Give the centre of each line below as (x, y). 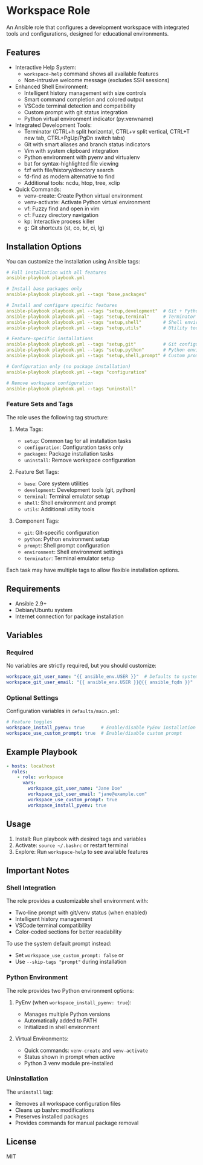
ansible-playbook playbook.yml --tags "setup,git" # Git (92, 344)
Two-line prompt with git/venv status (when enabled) (81, 912)
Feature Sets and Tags (40, 404)
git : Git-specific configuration (62, 532)
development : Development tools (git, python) (80, 489)
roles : (20, 772)
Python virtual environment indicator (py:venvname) (89, 118)
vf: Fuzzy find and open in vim (62, 208)
